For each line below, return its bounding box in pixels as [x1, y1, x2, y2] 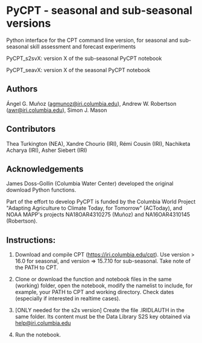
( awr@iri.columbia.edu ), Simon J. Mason [6, 106, 107, 114]
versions [6, 16, 51, 30]
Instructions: [6, 235, 56, 245]
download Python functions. [6, 186, 77, 194]
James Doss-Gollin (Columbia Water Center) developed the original [6, 180, 174, 188]
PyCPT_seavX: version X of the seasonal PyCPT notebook [6, 66, 151, 73]
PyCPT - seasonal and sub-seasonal [6, 4, 193, 18]
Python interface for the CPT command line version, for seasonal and [6, 36, 178, 44]
